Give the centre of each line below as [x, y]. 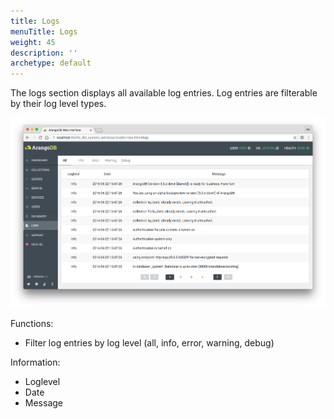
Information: [35, 362]
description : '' [44, 53]
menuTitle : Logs [44, 31]
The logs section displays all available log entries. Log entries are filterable [164, 93]
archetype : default [51, 63]
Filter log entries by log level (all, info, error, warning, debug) [149, 343]
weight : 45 [33, 42]
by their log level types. [58, 104]
